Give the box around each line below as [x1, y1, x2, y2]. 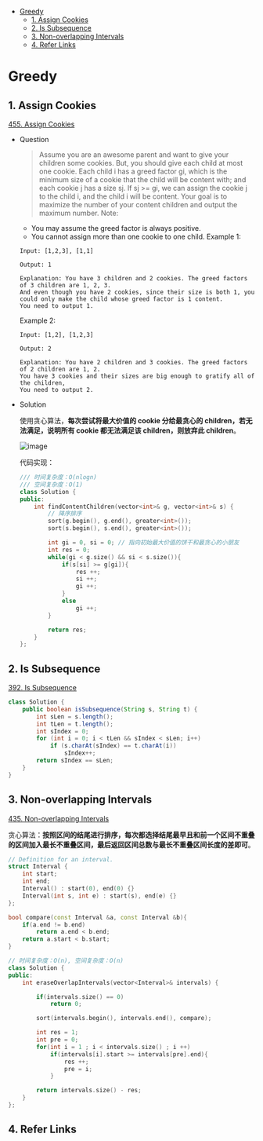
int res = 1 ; [36, 1029, 79, 1037]
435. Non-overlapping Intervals [8, 814, 110, 823]
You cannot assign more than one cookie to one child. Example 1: [31, 232, 241, 241]
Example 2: [19, 316, 56, 325]
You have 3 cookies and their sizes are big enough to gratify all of [19, 372, 255, 380]
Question [19, 135, 49, 144]
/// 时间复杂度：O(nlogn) [19, 474, 98, 481]
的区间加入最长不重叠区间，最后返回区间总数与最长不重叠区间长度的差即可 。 [8, 839, 255, 849]
